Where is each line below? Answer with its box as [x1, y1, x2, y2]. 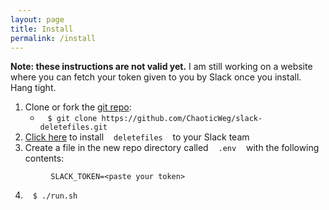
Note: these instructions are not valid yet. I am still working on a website [10, 61, 313, 73]
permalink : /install [10, 33, 97, 43]
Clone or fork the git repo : [24, 101, 132, 113]
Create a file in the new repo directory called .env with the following [24, 142, 320, 154]
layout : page [10, 14, 65, 25]
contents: [24, 152, 65, 165]
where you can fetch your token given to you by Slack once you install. [10, 71, 302, 83]
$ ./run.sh [32, 191, 78, 201]
